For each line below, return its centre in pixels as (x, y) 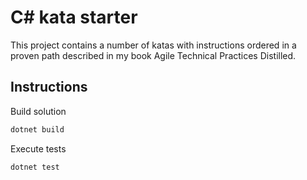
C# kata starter (74, 17)
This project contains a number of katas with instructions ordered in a (153, 45)
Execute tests (38, 148)
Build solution (38, 111)
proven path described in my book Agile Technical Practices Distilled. (153, 55)
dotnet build (37, 129)
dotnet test (35, 167)
